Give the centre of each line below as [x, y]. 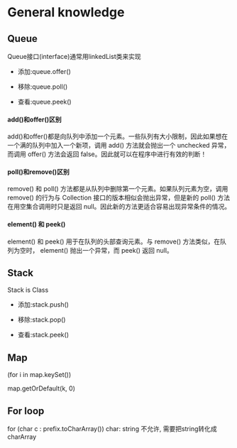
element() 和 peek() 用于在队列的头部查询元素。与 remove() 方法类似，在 [114, 241]
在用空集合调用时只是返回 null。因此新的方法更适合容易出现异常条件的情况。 [119, 207]
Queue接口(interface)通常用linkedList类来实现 [74, 56]
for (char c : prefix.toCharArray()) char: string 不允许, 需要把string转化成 [112, 429]
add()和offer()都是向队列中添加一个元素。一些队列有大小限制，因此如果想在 [118, 136]
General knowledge [66, 12]
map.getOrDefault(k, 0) [42, 388]
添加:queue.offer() [44, 71]
